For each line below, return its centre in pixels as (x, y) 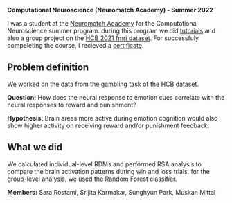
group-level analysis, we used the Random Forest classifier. (92, 179)
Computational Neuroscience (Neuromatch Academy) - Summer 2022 (110, 10)
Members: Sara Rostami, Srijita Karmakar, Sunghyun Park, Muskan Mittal (111, 192)
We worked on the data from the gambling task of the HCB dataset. (103, 84)
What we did (35, 147)
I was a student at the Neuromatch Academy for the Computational (103, 23)
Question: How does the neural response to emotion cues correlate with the (116, 97)
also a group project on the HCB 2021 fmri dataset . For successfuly (103, 38)
